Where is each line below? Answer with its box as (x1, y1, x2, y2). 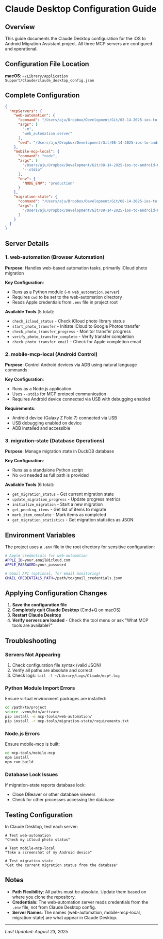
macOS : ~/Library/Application (5, 73, 68, 79)
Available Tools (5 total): (5, 308, 55, 314)
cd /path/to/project (5, 705, 47, 710)
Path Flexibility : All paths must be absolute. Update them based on (12, 889, 147, 894)
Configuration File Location (5, 60, 89, 68)
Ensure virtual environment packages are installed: (5, 696, 106, 702)
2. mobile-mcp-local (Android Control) (5, 351, 98, 357)
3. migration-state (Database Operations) (5, 437, 105, 444)
